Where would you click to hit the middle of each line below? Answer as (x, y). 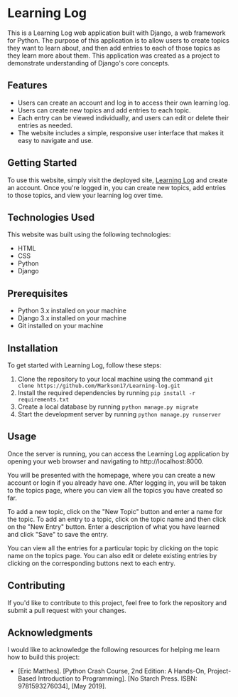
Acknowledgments (50, 633)
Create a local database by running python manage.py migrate (108, 407)
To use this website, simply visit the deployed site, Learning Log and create (118, 180)
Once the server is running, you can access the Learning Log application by (118, 454)
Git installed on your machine (60, 326)
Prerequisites (38, 293)
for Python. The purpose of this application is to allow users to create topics (118, 40)
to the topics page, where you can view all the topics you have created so (115, 490)
